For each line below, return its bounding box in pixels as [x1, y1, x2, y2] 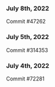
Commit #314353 [6, 46, 48, 53]
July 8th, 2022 [6, 4, 49, 13]
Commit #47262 [6, 18, 46, 25]
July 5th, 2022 [6, 33, 49, 41]
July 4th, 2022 [6, 61, 50, 70]
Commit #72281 [6, 75, 45, 82]
